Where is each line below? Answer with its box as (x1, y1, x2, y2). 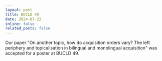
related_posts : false (5, 26, 51, 31)
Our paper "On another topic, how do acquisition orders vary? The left (5, 39, 150, 45)
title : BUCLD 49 (5, 12, 39, 17)
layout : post (5, 7, 33, 12)
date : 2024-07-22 (5, 16, 42, 21)
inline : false (5, 21, 35, 26)
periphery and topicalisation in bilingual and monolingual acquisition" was (5, 45, 157, 51)
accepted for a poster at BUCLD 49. (5, 50, 79, 56)
